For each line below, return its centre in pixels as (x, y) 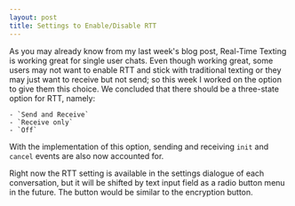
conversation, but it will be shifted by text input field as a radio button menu (147, 182)
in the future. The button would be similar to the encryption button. (131, 192)
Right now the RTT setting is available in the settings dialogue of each (137, 173)
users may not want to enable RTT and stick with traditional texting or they (145, 70)
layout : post (33, 17)
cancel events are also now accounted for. (87, 155)
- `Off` (24, 130)
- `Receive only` (41, 122)
